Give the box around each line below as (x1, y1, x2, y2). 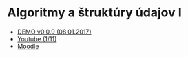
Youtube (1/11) (17, 34, 57, 43)
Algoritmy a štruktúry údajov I (7, 5, 182, 21)
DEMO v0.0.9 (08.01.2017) (17, 27, 92, 36)
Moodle (17, 42, 39, 50)
